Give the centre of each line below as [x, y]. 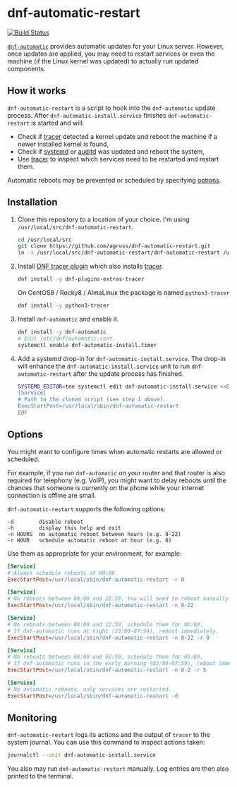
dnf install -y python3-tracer [63, 306]
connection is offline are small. [52, 495]
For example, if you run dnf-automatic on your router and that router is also [116, 472]
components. [26, 68]
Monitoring [32, 718]
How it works [37, 91]
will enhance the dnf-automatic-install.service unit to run [104, 366]
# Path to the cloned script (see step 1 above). [92, 400]
